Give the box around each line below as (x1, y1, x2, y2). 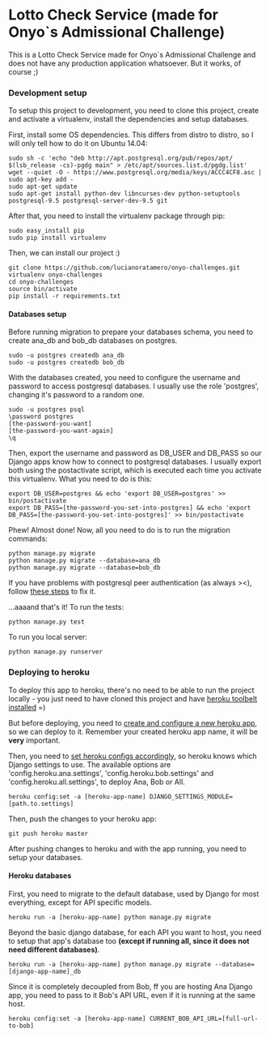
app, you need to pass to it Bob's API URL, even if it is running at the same (8, 990, 256, 1000)
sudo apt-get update (8, 182, 78, 191)
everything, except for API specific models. (8, 898, 152, 907)
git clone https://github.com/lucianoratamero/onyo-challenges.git (8, 264, 241, 272)
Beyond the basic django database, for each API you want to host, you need (8, 927, 262, 937)
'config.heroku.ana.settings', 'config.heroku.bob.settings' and (8, 768, 214, 778)
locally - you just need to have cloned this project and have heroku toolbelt (8, 693, 258, 703)
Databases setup (8, 309, 67, 319)
